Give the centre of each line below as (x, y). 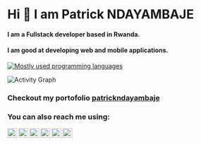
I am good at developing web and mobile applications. (88, 50)
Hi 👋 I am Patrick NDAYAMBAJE (100, 14)
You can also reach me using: (59, 117)
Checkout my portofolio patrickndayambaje (84, 98)
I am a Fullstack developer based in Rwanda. (74, 34)
